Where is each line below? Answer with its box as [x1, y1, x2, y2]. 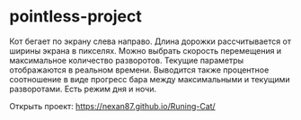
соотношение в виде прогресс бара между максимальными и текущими [9, 73, 290, 84]
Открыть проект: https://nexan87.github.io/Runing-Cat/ [9, 100, 216, 111]
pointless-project [9, 6, 142, 27]
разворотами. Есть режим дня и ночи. [9, 83, 157, 94]
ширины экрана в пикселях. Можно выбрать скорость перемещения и [9, 45, 282, 56]
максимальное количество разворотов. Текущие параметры [9, 55, 244, 65]
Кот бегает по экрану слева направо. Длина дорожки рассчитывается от [9, 36, 292, 47]
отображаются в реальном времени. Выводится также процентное [9, 64, 270, 75]
